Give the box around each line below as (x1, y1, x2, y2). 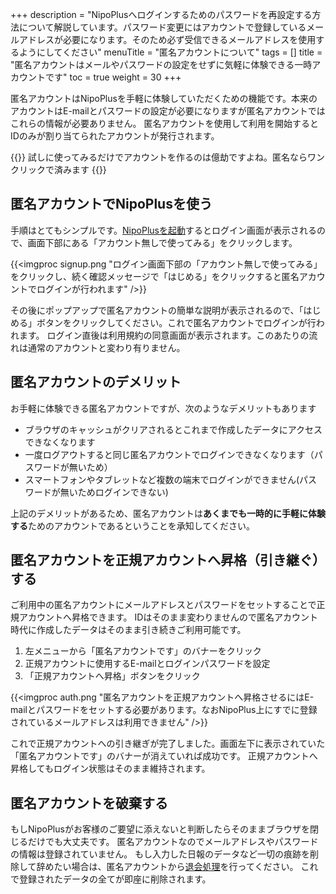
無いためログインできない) (59, 486, 169, 498)
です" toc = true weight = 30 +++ (44, 71, 182, 83)
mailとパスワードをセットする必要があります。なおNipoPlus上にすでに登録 (10, 704, 318, 716)
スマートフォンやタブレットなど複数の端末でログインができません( (24, 473, 300, 485)
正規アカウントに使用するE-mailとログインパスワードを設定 (24, 658, 271, 670)
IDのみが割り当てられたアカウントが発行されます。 (10, 130, 220, 142)
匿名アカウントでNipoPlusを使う (10, 196, 213, 213)
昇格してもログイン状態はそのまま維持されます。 (10, 763, 211, 775)
